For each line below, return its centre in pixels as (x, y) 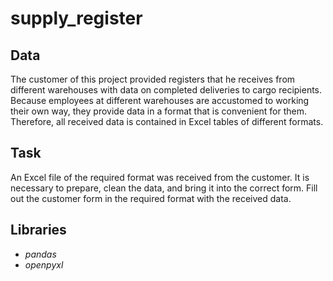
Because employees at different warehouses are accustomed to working (160, 100)
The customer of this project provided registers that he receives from (153, 79)
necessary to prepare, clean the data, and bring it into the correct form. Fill (164, 188)
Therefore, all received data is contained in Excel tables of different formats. (167, 121)
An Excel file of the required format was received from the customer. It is (160, 177)
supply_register (76, 18)
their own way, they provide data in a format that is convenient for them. (159, 111)
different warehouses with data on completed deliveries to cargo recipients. (166, 90)
